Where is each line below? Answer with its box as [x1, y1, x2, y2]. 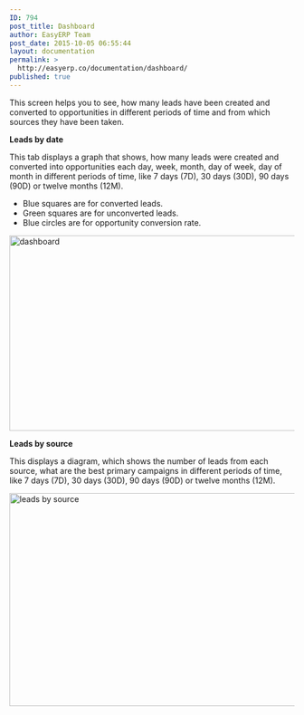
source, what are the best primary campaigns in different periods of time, [9, 465, 283, 476]
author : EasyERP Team [9, 30, 91, 39]
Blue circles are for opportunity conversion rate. [22, 217, 202, 227]
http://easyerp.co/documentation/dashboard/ [17, 64, 188, 73]
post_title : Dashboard [9, 22, 95, 31]
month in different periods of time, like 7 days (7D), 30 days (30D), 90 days [9, 170, 290, 181]
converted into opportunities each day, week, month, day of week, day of [9, 160, 282, 172]
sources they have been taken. [9, 116, 125, 127]
